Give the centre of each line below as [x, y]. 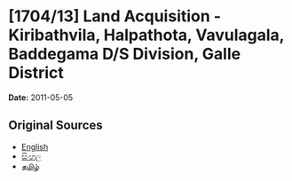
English [35, 146]
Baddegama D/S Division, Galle [125, 54]
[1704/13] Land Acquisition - [115, 16]
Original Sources [55, 126]
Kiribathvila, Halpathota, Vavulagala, [146, 35]
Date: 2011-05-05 [41, 97]
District [36, 73]
